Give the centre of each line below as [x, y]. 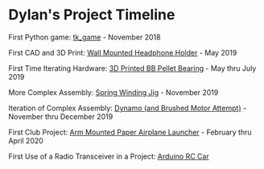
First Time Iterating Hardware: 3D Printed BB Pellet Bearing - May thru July [132, 68]
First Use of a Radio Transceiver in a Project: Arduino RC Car [109, 156]
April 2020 [26, 140]
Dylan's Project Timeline [92, 15]
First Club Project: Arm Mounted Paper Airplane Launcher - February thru [130, 132]
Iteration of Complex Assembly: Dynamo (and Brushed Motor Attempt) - [128, 108]
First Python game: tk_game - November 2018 [85, 37]
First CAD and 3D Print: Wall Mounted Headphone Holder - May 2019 [123, 52]
